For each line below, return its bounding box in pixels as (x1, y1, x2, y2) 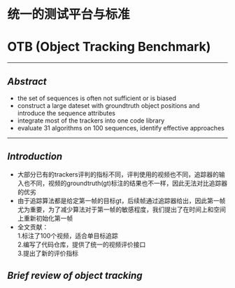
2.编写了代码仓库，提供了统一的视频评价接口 (17, 240, 146, 249)
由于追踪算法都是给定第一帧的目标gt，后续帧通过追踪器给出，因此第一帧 (17, 196, 226, 205)
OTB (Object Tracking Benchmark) (7, 39, 211, 55)
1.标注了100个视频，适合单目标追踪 (17, 231, 118, 240)
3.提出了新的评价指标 (17, 249, 79, 257)
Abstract (7, 75, 47, 88)
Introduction (7, 151, 63, 163)
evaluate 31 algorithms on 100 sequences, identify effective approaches (17, 123, 225, 132)
